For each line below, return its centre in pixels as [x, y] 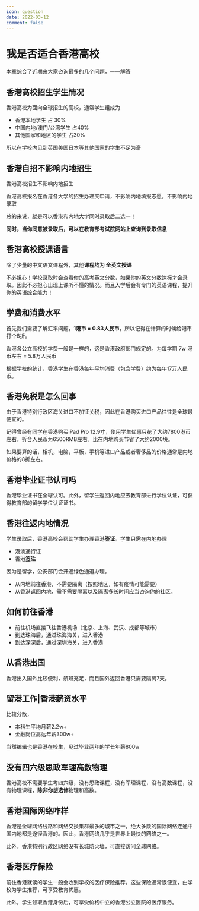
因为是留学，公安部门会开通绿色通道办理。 [58, 571]
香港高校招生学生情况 [45, 92]
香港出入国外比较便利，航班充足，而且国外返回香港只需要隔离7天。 [88, 678]
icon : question [25, 12]
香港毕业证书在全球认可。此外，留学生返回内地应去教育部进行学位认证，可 [97, 495]
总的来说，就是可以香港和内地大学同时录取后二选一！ [71, 216]
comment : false [25, 23]
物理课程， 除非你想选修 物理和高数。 [55, 790]
